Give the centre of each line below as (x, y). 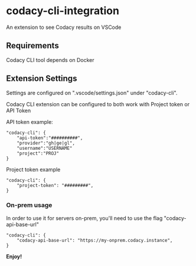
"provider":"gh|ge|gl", (46, 143)
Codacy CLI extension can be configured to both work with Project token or (98, 104)
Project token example (33, 169)
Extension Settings (42, 79)
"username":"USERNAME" (45, 148)
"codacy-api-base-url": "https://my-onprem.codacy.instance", (95, 240)
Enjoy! (14, 256)
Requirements (32, 46)
